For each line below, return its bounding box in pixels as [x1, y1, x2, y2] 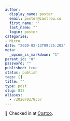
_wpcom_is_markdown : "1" [9, 52, 59, 57]
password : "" [5, 61, 31, 66]
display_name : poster [9, 12, 53, 16]
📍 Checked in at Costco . [5, 110, 53, 116]
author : [5, 7, 21, 12]
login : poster [9, 30, 38, 34]
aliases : [5, 92, 23, 97]
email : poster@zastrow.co [9, 16, 62, 21]
